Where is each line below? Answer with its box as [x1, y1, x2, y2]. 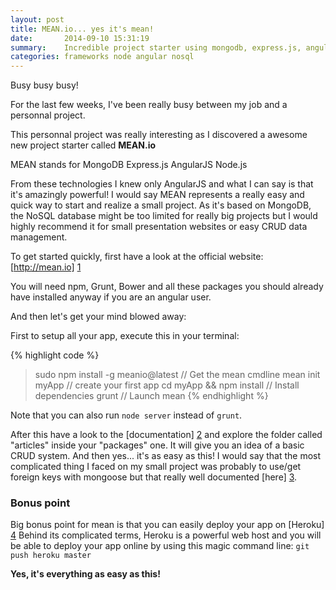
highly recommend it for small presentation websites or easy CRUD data [10, 221, 308, 233]
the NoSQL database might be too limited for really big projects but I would [10, 210, 318, 222]
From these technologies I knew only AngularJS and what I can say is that [10, 178, 314, 190]
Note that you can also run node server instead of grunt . [10, 409, 243, 421]
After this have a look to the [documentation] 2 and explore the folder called [10, 429, 323, 441]
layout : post [10, 14, 65, 25]
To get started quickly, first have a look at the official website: [10, 251, 264, 263]
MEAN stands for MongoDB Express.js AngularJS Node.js [10, 159, 248, 171]
